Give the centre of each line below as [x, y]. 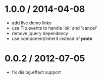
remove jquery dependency [40, 33]
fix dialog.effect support [36, 72]
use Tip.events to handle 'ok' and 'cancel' [54, 28]
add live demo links [31, 23]
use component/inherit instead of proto [52, 39]
